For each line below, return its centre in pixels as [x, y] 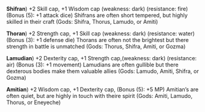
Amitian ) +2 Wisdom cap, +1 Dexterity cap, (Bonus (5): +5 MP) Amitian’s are [102, 89]
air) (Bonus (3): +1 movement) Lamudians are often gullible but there [92, 65]
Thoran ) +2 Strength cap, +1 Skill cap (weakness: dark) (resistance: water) [101, 33]
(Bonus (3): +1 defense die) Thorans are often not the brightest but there [98, 40]
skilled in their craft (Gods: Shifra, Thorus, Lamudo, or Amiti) [82, 22]
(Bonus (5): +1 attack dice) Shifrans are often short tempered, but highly [97, 15]
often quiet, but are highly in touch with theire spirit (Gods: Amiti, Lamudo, [99, 96]
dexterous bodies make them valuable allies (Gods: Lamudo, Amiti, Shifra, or [102, 71]
